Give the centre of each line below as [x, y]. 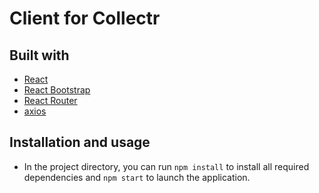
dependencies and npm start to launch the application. [137, 177]
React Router [50, 100]
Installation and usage [80, 142]
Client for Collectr [85, 18]
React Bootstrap [57, 90]
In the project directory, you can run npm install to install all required [166, 166]
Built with [39, 55]
